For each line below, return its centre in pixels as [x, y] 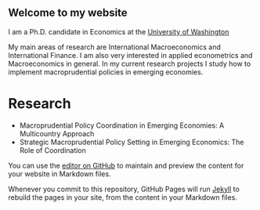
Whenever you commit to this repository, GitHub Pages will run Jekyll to [124, 189]
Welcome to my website [68, 13]
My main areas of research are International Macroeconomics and [115, 47]
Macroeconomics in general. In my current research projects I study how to [130, 63]
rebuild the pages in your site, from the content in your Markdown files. [123, 197]
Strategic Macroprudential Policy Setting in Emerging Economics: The [132, 142]
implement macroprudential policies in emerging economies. [106, 72]
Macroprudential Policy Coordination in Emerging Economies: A [122, 125]
